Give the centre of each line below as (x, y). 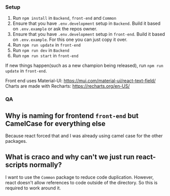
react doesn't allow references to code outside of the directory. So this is (81, 182)
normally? (45, 165)
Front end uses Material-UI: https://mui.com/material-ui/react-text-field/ (80, 81)
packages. (16, 141)
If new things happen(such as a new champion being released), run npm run (84, 66)
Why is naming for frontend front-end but (72, 116)
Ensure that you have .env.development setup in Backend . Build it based (87, 23)
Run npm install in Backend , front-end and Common (64, 18)
